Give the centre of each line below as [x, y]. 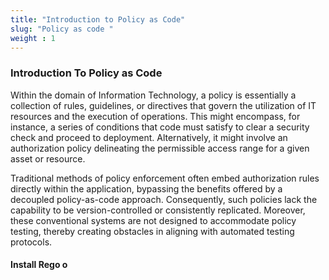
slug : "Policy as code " [62, 29]
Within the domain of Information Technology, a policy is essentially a [153, 95]
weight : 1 [33, 38]
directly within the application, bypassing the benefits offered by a [146, 188]
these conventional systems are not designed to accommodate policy [153, 220]
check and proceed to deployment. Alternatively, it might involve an [149, 137]
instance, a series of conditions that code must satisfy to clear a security [160, 127]
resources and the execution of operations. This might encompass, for [155, 116]
